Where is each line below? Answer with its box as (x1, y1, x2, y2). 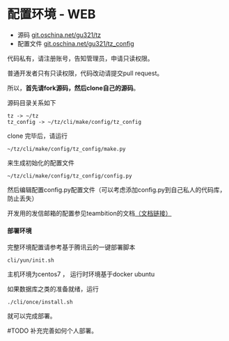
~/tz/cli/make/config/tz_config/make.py (7, 145, 127, 152)
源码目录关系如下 (7, 98, 56, 106)
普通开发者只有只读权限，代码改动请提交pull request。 (7, 69, 164, 77)
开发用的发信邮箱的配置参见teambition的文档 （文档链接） (7, 209, 172, 217)
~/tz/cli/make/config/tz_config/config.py (7, 172, 132, 180)
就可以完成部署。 (7, 312, 56, 320)
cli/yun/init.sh (7, 257, 54, 264)
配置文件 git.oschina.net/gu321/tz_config (17, 39, 134, 47)
